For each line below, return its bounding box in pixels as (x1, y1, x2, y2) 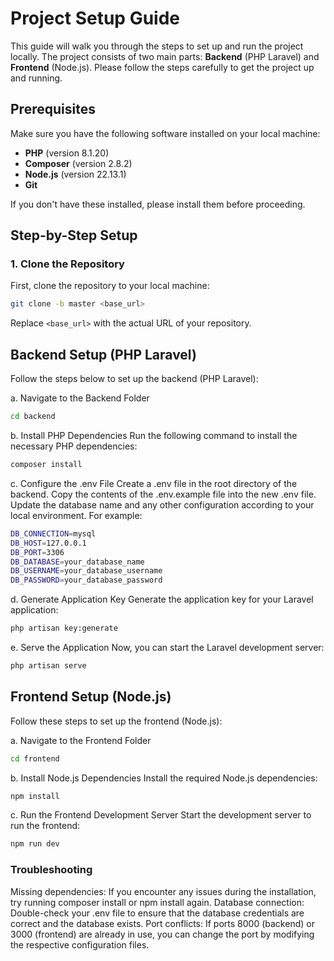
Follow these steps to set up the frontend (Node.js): (10, 715, 223, 727)
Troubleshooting (10, 863, 93, 877)
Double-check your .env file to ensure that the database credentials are (10, 907, 305, 919)
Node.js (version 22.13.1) (24, 168, 127, 180)
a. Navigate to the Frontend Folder (10, 734, 152, 746)
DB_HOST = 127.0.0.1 (10, 538, 87, 548)
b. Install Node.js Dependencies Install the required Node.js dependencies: (10, 772, 318, 784)
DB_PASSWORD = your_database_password (10, 575, 163, 586)
